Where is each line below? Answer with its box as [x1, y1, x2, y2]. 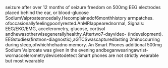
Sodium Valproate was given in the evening [5, 47, 95, 53]
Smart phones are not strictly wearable [78, 52, 159, 58]
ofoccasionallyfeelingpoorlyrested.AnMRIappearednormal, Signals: [5, 20, 145, 26]
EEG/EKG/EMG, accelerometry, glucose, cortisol [5, 26, 105, 32]
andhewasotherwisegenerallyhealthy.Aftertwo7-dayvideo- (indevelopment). [5, 31, 163, 37]
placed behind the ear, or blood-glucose [5, 10, 89, 16]
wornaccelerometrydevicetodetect [5, 52, 77, 58]
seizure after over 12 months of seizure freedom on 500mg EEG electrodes [5, 5, 161, 10]
